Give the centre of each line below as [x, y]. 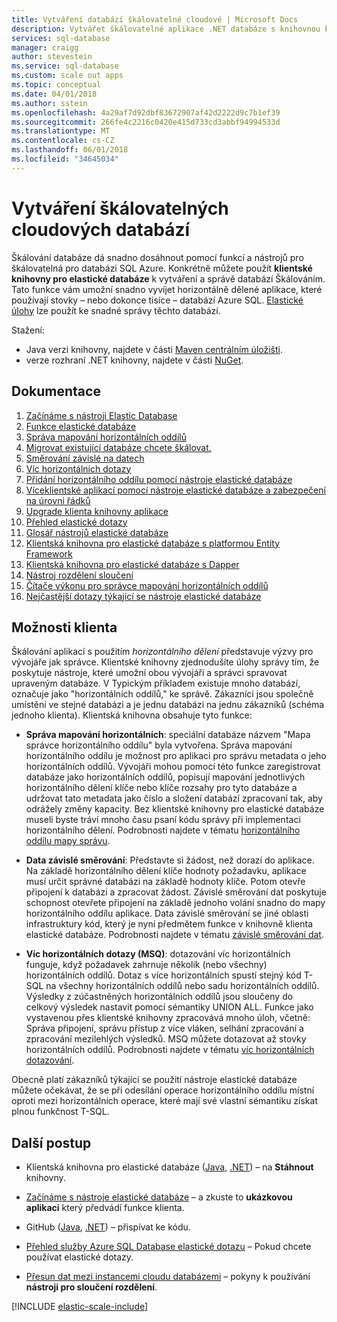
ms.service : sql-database [65, 66]
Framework [49, 553]
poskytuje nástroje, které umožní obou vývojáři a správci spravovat [149, 673]
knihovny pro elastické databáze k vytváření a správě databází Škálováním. [168, 278]
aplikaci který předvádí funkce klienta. [105, 1208]
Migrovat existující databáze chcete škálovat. [118, 447]
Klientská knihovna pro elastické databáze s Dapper [132, 564]
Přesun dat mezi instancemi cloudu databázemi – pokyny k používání [168, 1277]
